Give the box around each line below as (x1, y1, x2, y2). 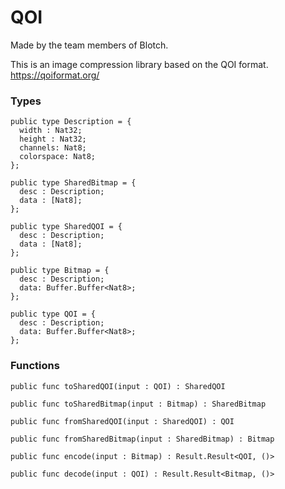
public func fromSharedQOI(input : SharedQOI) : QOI (10, 416, 235, 426)
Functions (10, 359, 60, 373)
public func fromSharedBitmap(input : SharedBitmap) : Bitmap (10, 434, 275, 444)
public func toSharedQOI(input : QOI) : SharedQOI (10, 381, 226, 391)
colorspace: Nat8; (19, 152, 97, 162)
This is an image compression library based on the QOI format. (10, 58, 269, 70)
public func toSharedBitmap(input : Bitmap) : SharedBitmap (10, 399, 267, 409)
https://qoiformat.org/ (10, 69, 100, 81)
